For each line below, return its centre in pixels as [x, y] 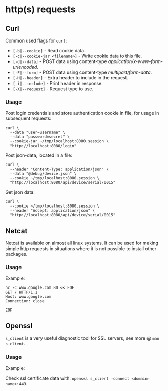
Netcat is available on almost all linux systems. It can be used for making [82, 243]
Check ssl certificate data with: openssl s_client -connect [67, 378]
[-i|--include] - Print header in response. [58, 83]
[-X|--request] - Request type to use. [53, 89]
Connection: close [25, 301]
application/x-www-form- [135, 61]
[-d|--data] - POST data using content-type [60, 61]
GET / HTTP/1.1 [22, 292]
